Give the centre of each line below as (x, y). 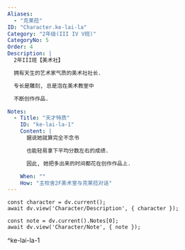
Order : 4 (20, 47)
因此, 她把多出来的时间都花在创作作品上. (78, 163)
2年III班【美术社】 (39, 60)
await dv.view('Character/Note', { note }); (74, 227)
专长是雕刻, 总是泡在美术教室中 (54, 86)
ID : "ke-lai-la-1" (47, 125)
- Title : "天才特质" (42, 118)
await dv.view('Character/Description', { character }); (93, 209)
